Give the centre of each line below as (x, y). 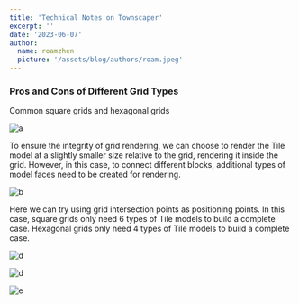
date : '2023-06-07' (46, 34)
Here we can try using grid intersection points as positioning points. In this (147, 209)
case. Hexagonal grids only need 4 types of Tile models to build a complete (149, 229)
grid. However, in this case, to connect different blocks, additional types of (148, 165)
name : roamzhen (46, 51)
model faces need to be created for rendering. (95, 175)
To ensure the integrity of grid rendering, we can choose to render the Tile (147, 146)
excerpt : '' (32, 26)
